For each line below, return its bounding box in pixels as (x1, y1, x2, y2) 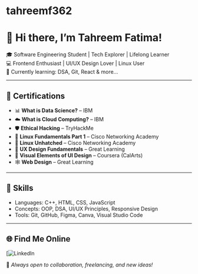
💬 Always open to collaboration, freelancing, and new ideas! (6, 261, 153, 268)
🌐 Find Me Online (6, 234, 71, 244)
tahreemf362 (6, 4, 72, 18)
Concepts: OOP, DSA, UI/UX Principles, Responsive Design (14, 205, 158, 212)
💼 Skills (6, 183, 34, 193)
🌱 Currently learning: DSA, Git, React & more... (6, 68, 118, 75)
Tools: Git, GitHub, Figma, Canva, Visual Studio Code (14, 211, 143, 219)
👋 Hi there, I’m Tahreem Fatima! (6, 31, 162, 45)
